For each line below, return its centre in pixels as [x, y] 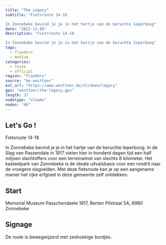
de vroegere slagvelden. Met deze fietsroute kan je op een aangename [80, 169]
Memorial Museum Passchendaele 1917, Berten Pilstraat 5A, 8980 [74, 203]
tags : [11, 48]
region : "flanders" [26, 76]
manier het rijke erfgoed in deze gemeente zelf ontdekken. [67, 175]
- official [21, 71]
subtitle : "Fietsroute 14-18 [36, 15]
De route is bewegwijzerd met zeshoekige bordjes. [59, 237]
